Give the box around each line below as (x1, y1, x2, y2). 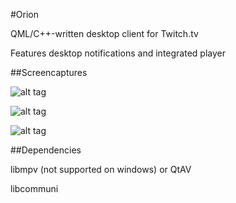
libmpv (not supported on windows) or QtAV (10, 164, 192, 175)
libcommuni (10, 183, 59, 194)
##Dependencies (10, 144, 82, 156)
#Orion (10, 9, 40, 20)
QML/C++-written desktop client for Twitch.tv (10, 28, 199, 39)
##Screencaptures (10, 67, 88, 78)
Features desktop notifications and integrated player (10, 47, 226, 59)
